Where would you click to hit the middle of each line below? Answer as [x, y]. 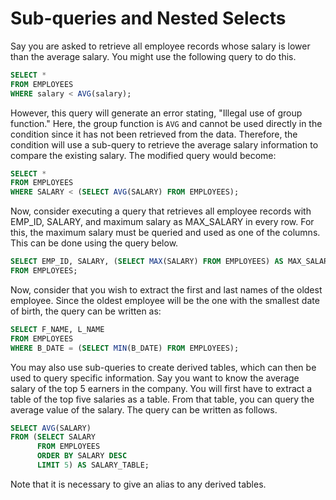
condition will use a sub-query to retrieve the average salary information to [164, 144]
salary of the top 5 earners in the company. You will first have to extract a [161, 388]
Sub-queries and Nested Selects [148, 18]
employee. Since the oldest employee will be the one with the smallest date [165, 300]
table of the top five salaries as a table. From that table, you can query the [162, 399]
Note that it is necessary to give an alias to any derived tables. [138, 484]
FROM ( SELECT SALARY [53, 437]
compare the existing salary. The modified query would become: [143, 155]
